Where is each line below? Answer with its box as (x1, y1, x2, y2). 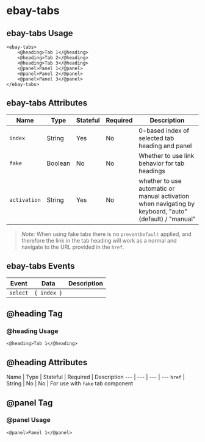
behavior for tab (138, 159, 185, 168)
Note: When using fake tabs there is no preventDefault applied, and (21, 230, 192, 238)
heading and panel (138, 141, 192, 150)
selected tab (138, 134, 174, 142)
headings (138, 166, 166, 175)
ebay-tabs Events (6, 261, 75, 271)
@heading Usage (6, 327, 59, 335)
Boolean (46, 159, 71, 168)
